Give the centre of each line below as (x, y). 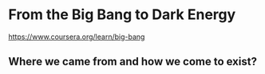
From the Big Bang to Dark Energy (122, 15)
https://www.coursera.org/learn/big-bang (77, 37)
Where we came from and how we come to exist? (133, 62)
